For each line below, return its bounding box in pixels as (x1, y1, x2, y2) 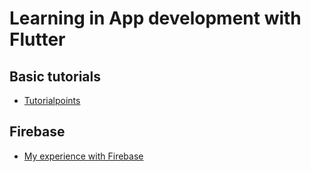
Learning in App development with (9, 7, 302, 30)
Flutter (9, 28, 66, 51)
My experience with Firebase (23, 150, 144, 162)
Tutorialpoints (23, 95, 81, 106)
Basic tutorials (9, 68, 101, 85)
